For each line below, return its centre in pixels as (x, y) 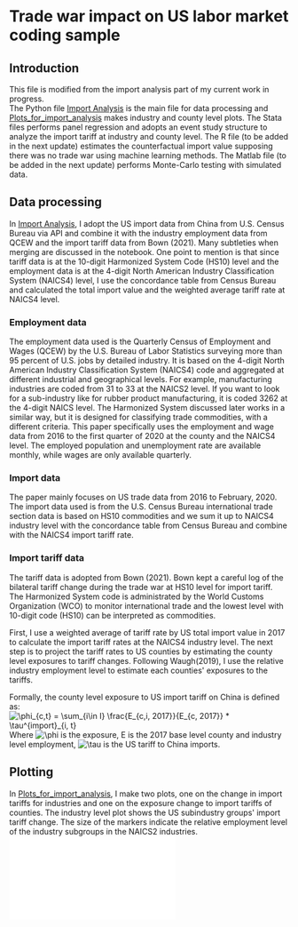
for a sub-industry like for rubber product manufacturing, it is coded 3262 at (149, 398)
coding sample (65, 35)
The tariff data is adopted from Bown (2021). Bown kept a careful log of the (146, 577)
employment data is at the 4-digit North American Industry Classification (142, 271)
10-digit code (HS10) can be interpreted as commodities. (113, 615)
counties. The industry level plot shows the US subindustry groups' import (145, 812)
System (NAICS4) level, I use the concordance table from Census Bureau (143, 280)
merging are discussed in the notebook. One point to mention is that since (144, 252)
